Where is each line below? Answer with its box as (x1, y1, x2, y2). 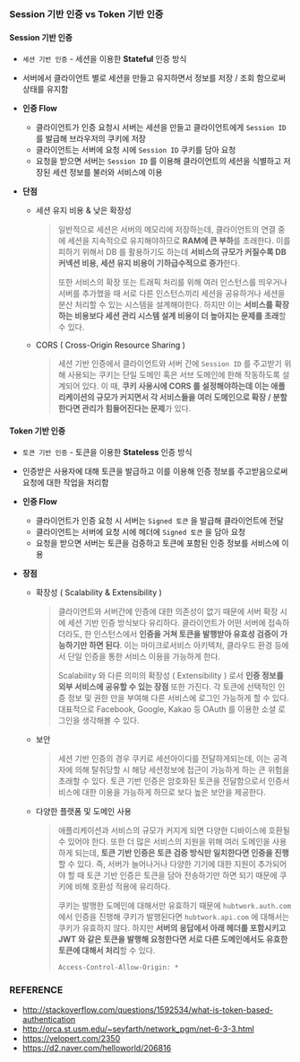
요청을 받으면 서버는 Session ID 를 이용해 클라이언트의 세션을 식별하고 (35, 155, 282, 167)
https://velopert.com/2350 (21, 1032, 121, 1043)
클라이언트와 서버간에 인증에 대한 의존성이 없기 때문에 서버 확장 (57, 606, 279, 617)
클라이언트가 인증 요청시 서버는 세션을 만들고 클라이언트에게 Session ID (35, 122, 287, 133)
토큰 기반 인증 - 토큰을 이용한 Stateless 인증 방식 (21, 447, 193, 458)
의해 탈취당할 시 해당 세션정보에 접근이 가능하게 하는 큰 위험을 (74, 765, 290, 776)
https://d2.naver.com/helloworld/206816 (21, 1042, 172, 1053)
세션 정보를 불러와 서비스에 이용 (52, 167, 163, 178)
